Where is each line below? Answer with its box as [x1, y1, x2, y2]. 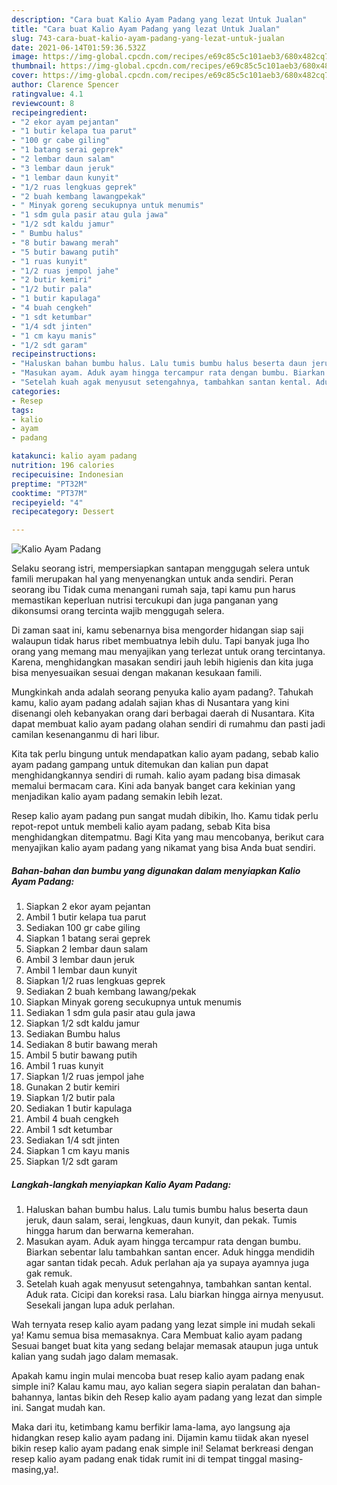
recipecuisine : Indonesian [11, 469, 124, 480]
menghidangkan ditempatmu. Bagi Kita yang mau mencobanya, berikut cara [11, 831, 325, 843]
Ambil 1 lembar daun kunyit [25, 964, 138, 976]
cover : [11, 71, 39, 81]
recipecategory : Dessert [11, 507, 115, 517]
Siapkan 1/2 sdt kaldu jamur [25, 1017, 141, 1030]
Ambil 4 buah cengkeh [25, 1113, 119, 1125]
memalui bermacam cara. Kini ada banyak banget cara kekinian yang [11, 780, 296, 792]
